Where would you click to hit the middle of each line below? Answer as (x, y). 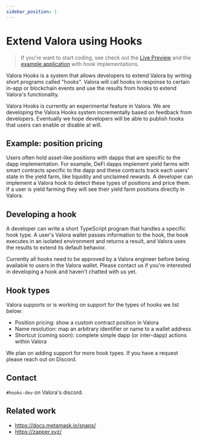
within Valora (31, 341)
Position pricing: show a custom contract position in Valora (87, 322)
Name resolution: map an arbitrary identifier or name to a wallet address (103, 329)
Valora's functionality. (33, 94)
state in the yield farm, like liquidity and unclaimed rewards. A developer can (99, 177)
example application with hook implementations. (80, 64)
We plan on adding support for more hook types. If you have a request (92, 353)
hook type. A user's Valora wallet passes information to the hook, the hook (97, 235)
